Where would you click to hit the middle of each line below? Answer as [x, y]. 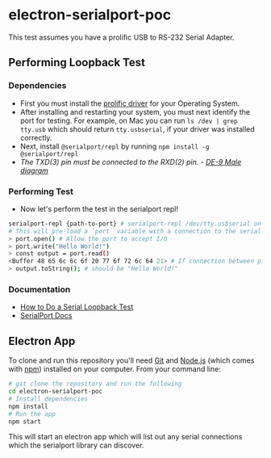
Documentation [40, 289]
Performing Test [41, 191]
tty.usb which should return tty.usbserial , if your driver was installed [138, 129]
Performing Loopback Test [77, 63]
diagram [34, 170]
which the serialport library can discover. [76, 445]
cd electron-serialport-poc [56, 392]
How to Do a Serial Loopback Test [77, 307]
